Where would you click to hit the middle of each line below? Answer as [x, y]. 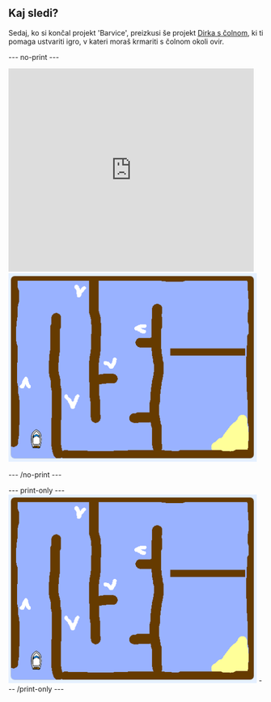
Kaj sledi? [34, 13]
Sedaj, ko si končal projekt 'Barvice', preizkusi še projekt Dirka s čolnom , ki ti [136, 32]
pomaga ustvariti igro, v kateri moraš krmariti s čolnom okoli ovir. [116, 41]
